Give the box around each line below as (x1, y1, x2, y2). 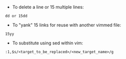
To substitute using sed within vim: (12, 40, 83, 46)
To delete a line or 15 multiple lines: (12, 4, 84, 10)
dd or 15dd (5, 14, 28, 19)
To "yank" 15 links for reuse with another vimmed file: (12, 22, 122, 28)
